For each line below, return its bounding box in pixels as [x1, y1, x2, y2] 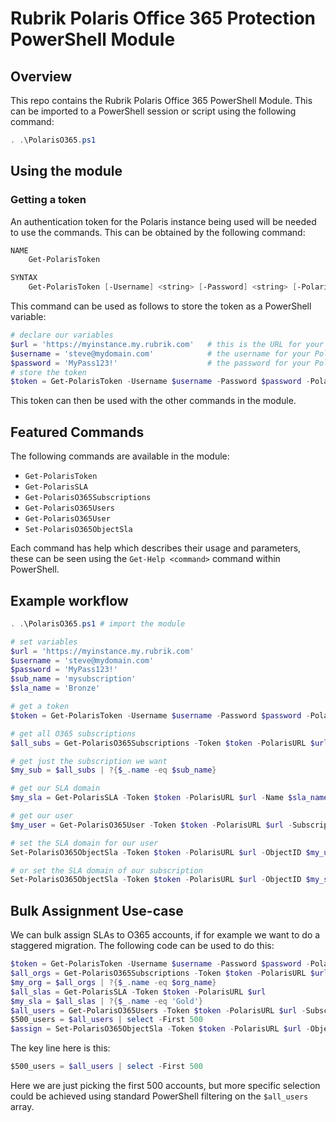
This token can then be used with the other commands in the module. [10, 395, 297, 407]
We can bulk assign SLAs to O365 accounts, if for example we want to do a [10, 929, 321, 941]
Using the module [10, 163, 123, 180]
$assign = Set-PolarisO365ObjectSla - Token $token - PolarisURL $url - [10, 1024, 311, 1034]
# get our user [10, 811, 74, 821]
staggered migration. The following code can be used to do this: [10, 940, 275, 952]
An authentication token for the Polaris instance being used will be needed [10, 215, 317, 227]
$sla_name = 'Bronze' [10, 683, 101, 694]
